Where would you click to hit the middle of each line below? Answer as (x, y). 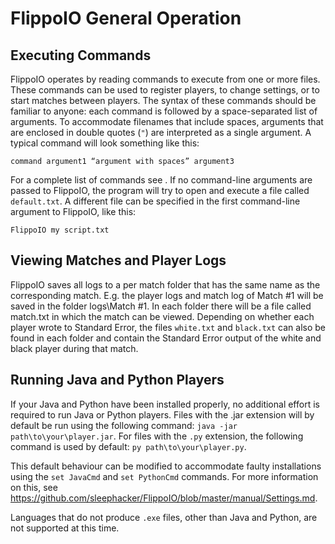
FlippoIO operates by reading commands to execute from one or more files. (165, 79)
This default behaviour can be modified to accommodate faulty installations (166, 466)
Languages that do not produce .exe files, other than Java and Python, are (164, 517)
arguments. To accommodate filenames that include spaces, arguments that (167, 121)
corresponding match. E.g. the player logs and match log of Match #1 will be (167, 295)
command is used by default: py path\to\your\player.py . (128, 446)
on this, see (34, 487)
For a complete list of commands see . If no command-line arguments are (161, 180)
